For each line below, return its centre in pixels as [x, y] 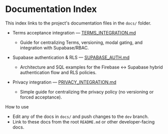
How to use [17, 106]
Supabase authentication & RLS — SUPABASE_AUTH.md [71, 57]
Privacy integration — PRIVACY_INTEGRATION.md [64, 82]
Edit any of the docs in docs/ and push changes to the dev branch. [80, 116]
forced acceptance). [41, 97]
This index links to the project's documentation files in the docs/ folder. [78, 23]
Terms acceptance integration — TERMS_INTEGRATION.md [74, 32]
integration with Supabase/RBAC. [54, 47]
